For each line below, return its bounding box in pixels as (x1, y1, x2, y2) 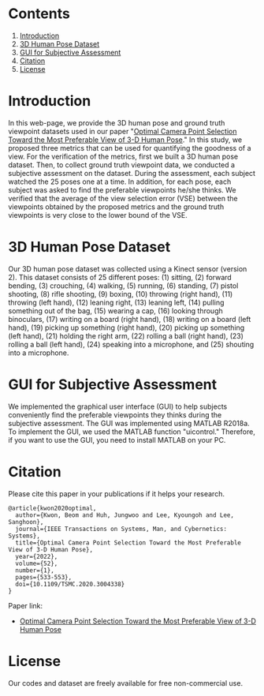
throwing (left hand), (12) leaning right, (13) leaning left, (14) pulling (8, 297, 225, 307)
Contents (8, 5, 71, 23)
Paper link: (8, 601, 43, 610)
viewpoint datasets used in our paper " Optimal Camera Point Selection (8, 126, 237, 136)
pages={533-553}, (15, 573, 73, 581)
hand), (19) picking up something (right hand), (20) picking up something (8, 323, 245, 332)
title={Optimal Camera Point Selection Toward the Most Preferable (15, 538, 242, 547)
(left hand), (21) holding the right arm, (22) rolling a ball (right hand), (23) (8, 331, 244, 340)
